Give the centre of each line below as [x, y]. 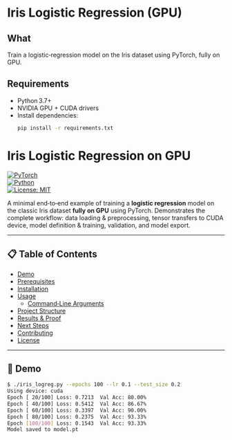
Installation [33, 289]
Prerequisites [36, 282]
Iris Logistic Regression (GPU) [95, 13]
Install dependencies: [48, 115]
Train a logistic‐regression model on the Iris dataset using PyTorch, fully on [114, 55]
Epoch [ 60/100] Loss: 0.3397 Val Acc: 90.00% [77, 410]
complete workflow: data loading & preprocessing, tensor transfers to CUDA [116, 218]
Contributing [35, 333]
